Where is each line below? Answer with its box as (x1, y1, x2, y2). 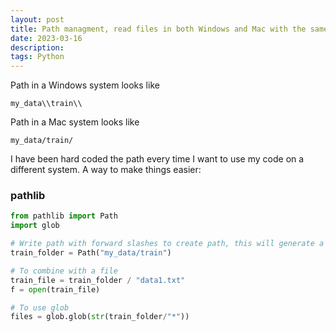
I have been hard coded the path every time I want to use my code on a (10, 153, 305, 165)
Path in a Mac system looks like (10, 116, 140, 128)
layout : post (10, 14, 65, 25)
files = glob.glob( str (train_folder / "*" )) (10, 312, 190, 322)
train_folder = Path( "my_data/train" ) (10, 248, 172, 258)
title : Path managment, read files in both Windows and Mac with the (10, 24, 307, 34)
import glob (10, 221, 60, 231)
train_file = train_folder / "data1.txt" (10, 275, 186, 285)
